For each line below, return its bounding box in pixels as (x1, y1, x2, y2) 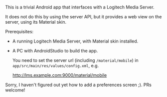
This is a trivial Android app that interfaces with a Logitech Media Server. (5, 4, 155, 10)
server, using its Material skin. (5, 19, 67, 25)
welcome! (5, 87, 25, 93)
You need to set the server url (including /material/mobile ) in (12, 57, 139, 63)
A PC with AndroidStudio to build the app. (12, 48, 98, 53)
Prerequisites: (5, 29, 34, 34)
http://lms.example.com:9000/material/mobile (12, 72, 107, 78)
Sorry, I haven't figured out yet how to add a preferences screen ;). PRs (5, 82, 152, 88)
